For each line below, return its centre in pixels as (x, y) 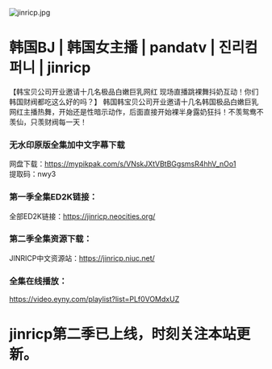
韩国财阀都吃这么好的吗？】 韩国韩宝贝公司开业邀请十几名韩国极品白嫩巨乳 (134, 102)
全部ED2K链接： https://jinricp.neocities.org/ (82, 216)
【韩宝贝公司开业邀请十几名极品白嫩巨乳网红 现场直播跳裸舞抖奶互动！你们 (134, 91)
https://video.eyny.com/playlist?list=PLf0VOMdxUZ (94, 300)
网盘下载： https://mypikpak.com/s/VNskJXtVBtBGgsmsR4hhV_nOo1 (123, 164)
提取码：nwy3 (33, 174)
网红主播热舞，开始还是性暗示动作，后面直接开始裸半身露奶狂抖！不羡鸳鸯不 (136, 111)
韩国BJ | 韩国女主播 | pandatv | (113, 48)
